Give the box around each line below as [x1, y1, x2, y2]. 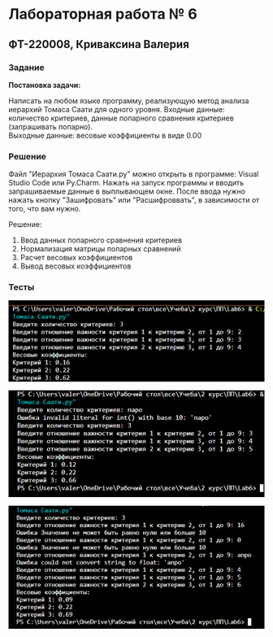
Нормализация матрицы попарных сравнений [19, 244, 181, 254]
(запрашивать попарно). [8, 121, 93, 131]
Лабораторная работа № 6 [8, 5, 197, 24]
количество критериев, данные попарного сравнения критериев [8, 113, 234, 123]
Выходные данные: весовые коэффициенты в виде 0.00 [8, 130, 202, 140]
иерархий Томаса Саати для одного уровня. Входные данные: [8, 104, 225, 114]
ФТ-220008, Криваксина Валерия [8, 37, 189, 51]
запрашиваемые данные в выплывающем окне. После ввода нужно [8, 186, 246, 196]
